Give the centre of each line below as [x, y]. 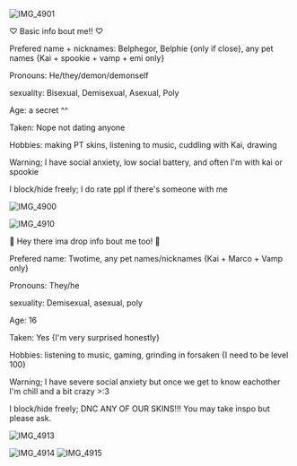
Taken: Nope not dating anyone [67, 127]
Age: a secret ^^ [39, 110]
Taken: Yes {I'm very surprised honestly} [84, 337]
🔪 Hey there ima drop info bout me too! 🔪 [85, 241]
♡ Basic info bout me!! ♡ [57, 31]
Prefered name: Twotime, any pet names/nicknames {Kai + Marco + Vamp [146, 259]
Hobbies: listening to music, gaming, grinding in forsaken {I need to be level [149, 355]
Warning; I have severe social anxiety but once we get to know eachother [145, 382]
